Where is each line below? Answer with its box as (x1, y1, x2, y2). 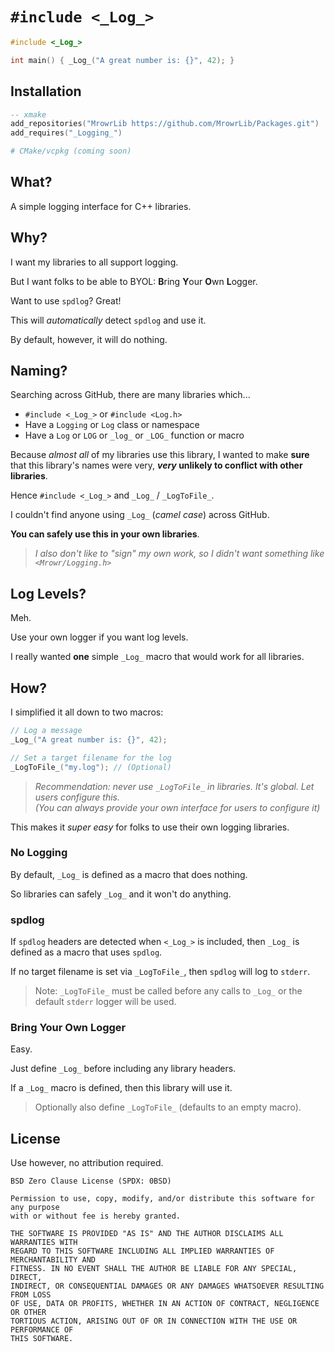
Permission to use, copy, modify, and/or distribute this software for (10, 1194, 315, 1204)
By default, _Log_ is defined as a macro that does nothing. (10, 868, 248, 880)
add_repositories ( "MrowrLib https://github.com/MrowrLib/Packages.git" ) (10, 119, 320, 129)
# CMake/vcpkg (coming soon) (10, 146, 132, 157)
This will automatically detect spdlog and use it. (10, 314, 207, 326)
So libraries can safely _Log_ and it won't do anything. (10, 888, 232, 900)
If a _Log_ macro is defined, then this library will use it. (10, 1082, 233, 1094)
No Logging (10, 846, 68, 860)
